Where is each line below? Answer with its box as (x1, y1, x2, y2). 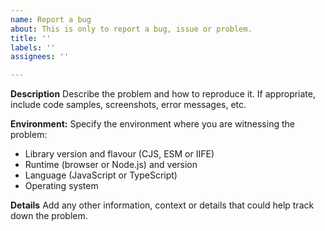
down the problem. (10, 210, 88, 222)
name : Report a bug (10, 14, 92, 25)
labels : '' (10, 42, 56, 53)
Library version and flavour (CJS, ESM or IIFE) (24, 148, 215, 160)
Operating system (24, 180, 99, 192)
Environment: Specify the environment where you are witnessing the (10, 118, 295, 130)
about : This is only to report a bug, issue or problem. (10, 24, 253, 34)
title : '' (10, 33, 52, 43)
